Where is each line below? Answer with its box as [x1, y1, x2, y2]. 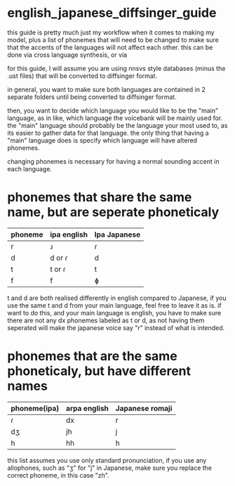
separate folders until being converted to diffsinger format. [7, 93, 177, 101]
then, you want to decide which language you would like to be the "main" [7, 106, 219, 114]
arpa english [65, 403, 109, 413]
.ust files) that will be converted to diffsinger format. [7, 72, 158, 80]
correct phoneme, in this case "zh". [7, 471, 110, 479]
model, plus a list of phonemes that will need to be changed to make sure [7, 35, 220, 44]
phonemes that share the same [7, 190, 192, 205]
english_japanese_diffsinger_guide [7, 5, 217, 21]
